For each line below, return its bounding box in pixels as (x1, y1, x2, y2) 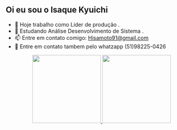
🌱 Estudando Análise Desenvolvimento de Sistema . (14, 27, 144, 34)
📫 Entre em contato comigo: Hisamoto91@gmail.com (14, 34, 149, 41)
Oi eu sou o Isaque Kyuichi (5, 5, 108, 15)
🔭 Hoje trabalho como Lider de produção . (14, 21, 120, 28)
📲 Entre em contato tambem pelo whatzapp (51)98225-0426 (14, 42, 167, 50)
